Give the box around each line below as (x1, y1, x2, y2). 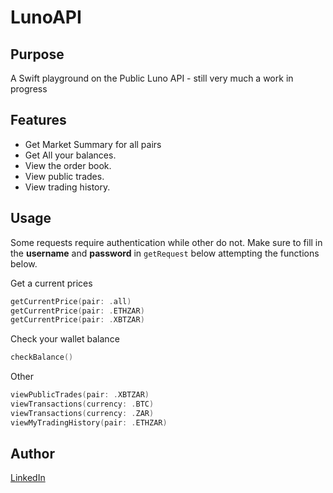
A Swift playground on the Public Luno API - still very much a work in (10, 72, 294, 84)
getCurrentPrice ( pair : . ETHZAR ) (10, 306, 145, 316)
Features (10, 112, 67, 129)
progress (10, 83, 48, 95)
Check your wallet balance (10, 333, 120, 345)
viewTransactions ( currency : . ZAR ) (10, 408, 155, 418)
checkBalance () (10, 352, 74, 363)
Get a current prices (10, 277, 93, 289)
